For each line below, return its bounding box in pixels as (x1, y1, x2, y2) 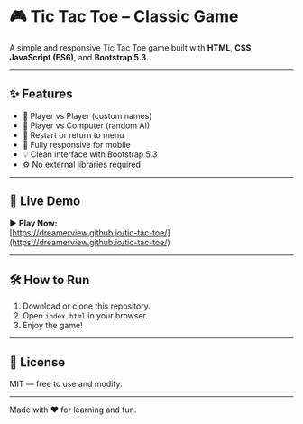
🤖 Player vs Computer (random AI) (22, 120, 151, 131)
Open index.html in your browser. (22, 310, 149, 321)
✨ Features (9, 87, 73, 102)
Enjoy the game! (22, 320, 83, 331)
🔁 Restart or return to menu (22, 129, 124, 140)
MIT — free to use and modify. (9, 379, 124, 390)
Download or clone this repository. (22, 300, 151, 311)
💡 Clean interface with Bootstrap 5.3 (22, 149, 158, 160)
